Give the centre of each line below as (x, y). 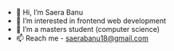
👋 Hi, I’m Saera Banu (49, 12)
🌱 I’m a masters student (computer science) (88, 29)
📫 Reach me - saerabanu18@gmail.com (82, 38)
